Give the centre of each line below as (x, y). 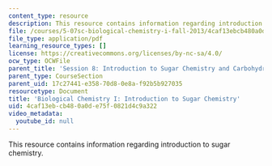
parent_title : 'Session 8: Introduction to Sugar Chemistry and (119, 69)
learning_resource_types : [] (57, 46)
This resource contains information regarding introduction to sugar (119, 144)
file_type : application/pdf (56, 38)
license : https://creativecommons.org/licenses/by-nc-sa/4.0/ (115, 53)
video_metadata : (36, 114)
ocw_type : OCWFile (39, 62)
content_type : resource (49, 16)
